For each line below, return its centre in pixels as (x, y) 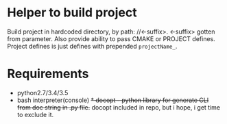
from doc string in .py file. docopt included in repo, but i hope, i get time (119, 107)
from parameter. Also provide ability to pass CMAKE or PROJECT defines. (111, 38)
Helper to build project (72, 13)
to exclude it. (35, 114)
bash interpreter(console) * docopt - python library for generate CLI (113, 100)
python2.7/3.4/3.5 (43, 92)
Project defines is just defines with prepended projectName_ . (92, 46)
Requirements (48, 74)
